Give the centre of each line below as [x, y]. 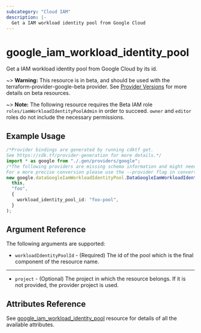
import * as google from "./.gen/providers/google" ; [73, 161]
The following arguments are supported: [56, 244]
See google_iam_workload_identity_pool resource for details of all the [92, 318]
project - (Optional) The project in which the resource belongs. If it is [100, 279]
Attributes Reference [46, 304]
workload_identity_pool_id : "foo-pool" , [68, 200]
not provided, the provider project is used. [67, 285]
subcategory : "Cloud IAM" [38, 12]
